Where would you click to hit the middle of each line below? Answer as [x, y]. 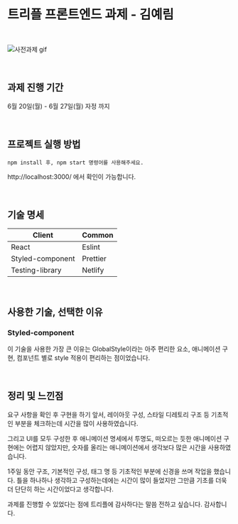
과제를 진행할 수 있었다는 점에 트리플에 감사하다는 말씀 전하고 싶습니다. [105, 504]
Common [97, 235]
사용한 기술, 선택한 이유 [55, 312]
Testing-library [36, 271]
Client [43, 235]
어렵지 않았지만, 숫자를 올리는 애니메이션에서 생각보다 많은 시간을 [116, 447]
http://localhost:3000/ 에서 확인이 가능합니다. [72, 176]
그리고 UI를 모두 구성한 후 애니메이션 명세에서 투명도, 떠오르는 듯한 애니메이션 [115, 438]
